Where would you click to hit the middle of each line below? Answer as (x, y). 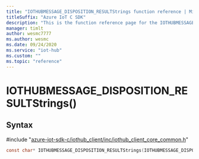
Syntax (20, 125)
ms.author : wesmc (28, 39)
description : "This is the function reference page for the (82, 23)
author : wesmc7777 (29, 34)
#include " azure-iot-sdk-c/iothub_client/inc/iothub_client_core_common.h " (97, 139)
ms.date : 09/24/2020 (32, 45)
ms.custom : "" (24, 56)
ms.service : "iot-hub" (34, 50)
